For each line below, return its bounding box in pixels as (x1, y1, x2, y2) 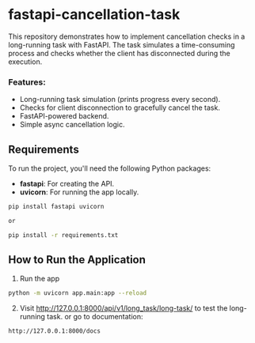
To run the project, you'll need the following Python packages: (8, 164, 211, 173)
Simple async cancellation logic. (19, 120, 125, 130)
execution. (8, 57, 43, 66)
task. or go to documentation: (47, 312, 144, 322)
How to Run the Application (8, 253, 147, 266)
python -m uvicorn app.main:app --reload (8, 289, 147, 297)
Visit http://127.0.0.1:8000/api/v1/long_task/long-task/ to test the (19, 303, 228, 313)
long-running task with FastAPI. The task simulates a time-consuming (8, 40, 235, 49)
